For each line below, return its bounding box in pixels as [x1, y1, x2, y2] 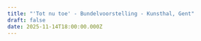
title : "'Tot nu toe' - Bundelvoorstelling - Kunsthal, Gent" [7, 10, 195, 17]
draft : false [7, 17, 46, 24]
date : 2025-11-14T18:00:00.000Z [7, 23, 103, 30]
